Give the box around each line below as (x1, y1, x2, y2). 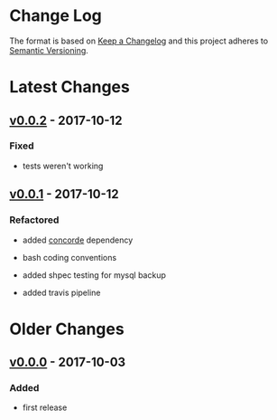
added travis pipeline (22, 287, 101, 298)
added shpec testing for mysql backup (22, 269, 167, 281)
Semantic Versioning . (9, 44, 88, 55)
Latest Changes (9, 77, 131, 98)
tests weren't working (22, 160, 104, 171)
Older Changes (9, 319, 125, 339)
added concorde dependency (22, 234, 134, 245)
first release (22, 402, 68, 413)
